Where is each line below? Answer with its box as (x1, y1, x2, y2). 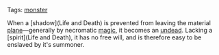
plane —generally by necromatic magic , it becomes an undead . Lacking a (7, 26, 213, 34)
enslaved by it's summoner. (7, 41, 85, 48)
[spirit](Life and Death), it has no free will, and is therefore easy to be (7, 33, 202, 41)
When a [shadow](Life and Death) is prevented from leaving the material (7, 19, 211, 26)
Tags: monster (7, 6, 48, 14)
